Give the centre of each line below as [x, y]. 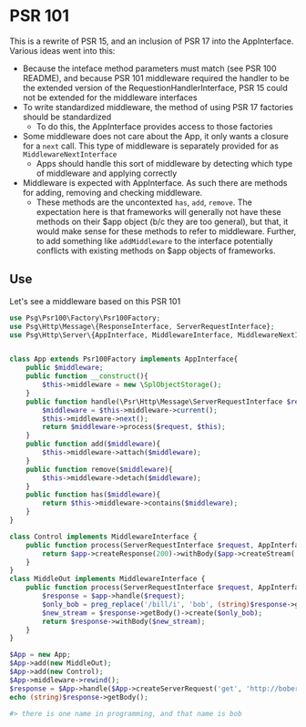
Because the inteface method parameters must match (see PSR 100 [149, 68]
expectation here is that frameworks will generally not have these [158, 211]
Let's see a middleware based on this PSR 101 [95, 301]
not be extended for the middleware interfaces [110, 97]
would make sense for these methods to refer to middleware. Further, [166, 231]
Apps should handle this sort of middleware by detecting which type [164, 163]
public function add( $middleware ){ [93, 444]
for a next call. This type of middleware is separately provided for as [151, 146]
